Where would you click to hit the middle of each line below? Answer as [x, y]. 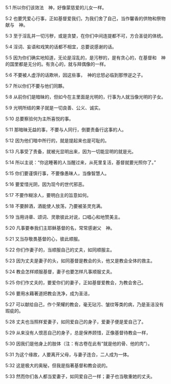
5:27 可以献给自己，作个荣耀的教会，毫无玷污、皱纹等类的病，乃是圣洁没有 [84, 304]
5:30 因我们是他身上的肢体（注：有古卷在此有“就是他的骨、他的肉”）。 [79, 344]
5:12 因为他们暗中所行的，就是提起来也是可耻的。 [57, 141]
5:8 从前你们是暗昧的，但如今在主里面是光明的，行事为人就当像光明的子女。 [85, 97]
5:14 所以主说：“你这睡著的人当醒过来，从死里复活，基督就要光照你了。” [81, 162]
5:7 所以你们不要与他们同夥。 [36, 86]
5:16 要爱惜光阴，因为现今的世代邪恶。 [46, 184]
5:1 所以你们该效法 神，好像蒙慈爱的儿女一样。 [56, 7]
